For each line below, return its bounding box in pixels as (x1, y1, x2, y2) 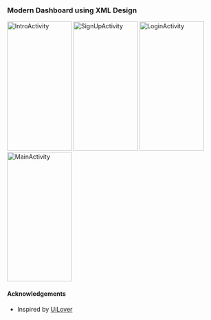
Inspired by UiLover (16, 305, 73, 313)
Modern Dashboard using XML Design (7, 6, 137, 15)
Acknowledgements (7, 289, 67, 298)
